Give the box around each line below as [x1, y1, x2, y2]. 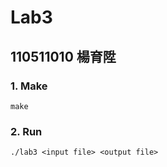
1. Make [10, 79, 48, 93]
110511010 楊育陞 [10, 48, 117, 65]
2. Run [10, 124, 43, 138]
